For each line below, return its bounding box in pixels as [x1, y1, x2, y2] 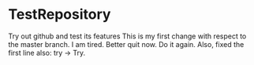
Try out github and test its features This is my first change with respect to [8, 31, 247, 41]
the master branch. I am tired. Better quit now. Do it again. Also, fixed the [8, 39, 245, 49]
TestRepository [8, 5, 111, 23]
